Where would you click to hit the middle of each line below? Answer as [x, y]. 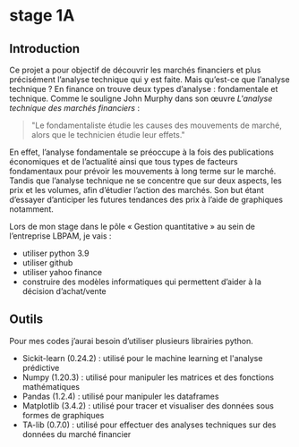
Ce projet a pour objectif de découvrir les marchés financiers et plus [135, 70]
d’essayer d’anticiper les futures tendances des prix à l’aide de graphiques [146, 199]
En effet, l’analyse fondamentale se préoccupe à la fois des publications [142, 152]
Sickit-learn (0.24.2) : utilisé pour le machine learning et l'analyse [142, 358]
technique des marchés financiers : [75, 108]
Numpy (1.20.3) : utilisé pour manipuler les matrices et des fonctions [148, 377]
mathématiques [51, 386]
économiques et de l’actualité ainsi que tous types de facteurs [124, 161]
